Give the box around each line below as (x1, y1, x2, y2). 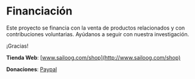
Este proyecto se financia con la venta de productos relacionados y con (6, 24, 185, 31)
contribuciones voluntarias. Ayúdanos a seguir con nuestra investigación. (6, 30, 190, 37)
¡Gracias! (6, 42, 29, 49)
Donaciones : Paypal (6, 65, 58, 73)
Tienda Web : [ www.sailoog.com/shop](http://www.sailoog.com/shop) (6, 54, 180, 61)
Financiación (6, 4, 73, 18)
